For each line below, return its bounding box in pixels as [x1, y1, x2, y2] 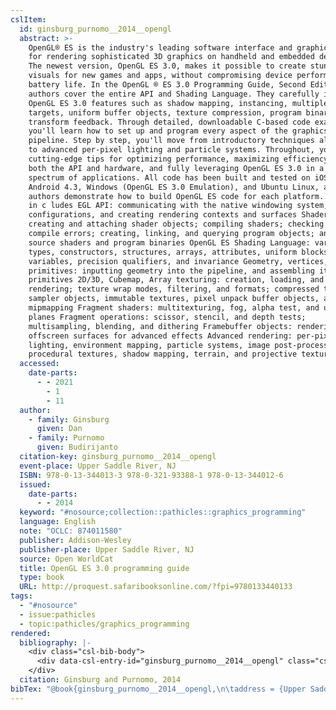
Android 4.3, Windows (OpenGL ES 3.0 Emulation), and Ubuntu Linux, [28, 182, 320, 192]
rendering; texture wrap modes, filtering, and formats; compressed [28, 284, 320, 295]
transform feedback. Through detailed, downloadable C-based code [28, 117, 311, 127]
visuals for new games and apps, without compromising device [28, 71, 293, 81]
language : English [19, 517, 97, 527]
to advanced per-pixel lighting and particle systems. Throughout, [28, 145, 315, 155]
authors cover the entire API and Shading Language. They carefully [28, 89, 320, 99]
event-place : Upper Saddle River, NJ [19, 461, 177, 471]
